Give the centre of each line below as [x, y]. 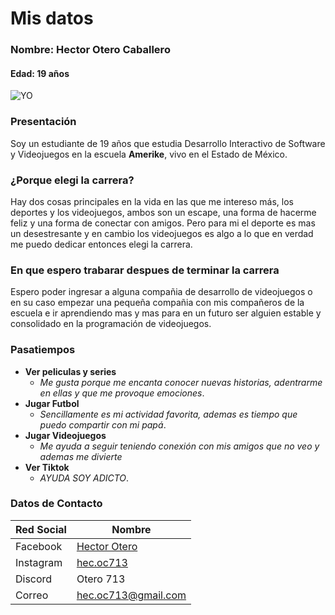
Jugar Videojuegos [65, 435]
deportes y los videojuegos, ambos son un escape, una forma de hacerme [163, 212]
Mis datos [52, 18]
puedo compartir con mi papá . [103, 424]
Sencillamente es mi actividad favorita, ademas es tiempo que [168, 414]
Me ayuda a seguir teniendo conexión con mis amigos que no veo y [179, 446]
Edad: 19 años [40, 73]
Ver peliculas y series [70, 371]
